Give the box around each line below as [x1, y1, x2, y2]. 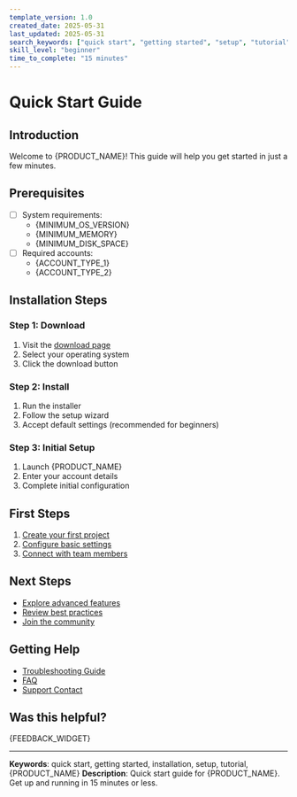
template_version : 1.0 [9, 12, 93, 22]
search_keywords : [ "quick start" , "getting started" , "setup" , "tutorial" [9, 37, 291, 47]
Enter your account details [21, 471, 118, 482]
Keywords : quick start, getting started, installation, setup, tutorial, [9, 759, 249, 770]
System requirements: [21, 209, 103, 220]
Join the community [21, 616, 95, 627]
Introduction [9, 128, 80, 143]
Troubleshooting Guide [21, 665, 106, 676]
